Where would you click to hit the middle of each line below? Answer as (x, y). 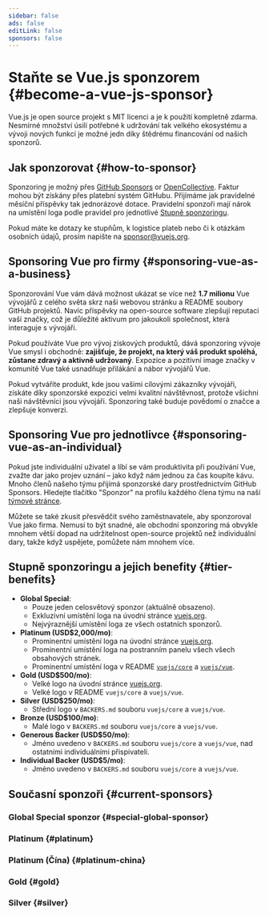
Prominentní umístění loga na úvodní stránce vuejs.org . (122, 641)
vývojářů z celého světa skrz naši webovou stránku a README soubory (126, 302)
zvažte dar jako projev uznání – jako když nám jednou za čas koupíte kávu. (131, 475)
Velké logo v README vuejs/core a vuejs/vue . (108, 692)
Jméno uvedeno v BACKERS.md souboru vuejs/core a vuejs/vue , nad (143, 744)
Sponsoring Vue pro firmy (74, 262)
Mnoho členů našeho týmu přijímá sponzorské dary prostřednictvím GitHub (132, 484)
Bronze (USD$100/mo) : (59, 718)
